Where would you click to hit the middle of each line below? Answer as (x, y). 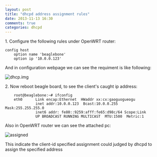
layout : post (18, 9)
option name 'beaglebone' (40, 55)
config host (17, 50)
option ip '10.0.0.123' (38, 59)
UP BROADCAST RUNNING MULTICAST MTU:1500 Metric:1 (90, 117)
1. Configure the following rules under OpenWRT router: (61, 41)
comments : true (20, 23)
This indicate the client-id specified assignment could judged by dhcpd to (78, 144)
